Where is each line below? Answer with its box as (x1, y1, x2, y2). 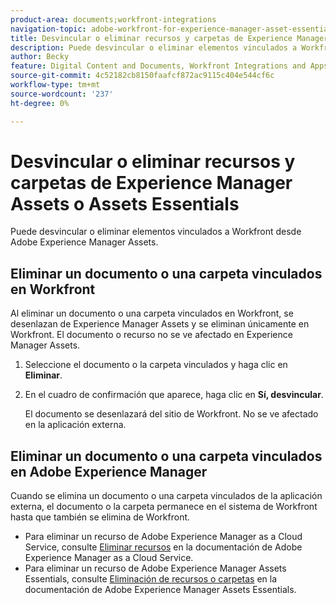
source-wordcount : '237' (10, 89, 114, 99)
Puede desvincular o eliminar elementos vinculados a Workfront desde (10, 226, 302, 238)
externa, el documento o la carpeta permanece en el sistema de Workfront (10, 501, 318, 513)
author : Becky (10, 52, 70, 62)
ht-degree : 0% (10, 98, 70, 108)
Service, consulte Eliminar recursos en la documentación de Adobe (24, 541, 303, 553)
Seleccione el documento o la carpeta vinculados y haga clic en (24, 359, 288, 371)
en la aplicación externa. (24, 419, 127, 431)
